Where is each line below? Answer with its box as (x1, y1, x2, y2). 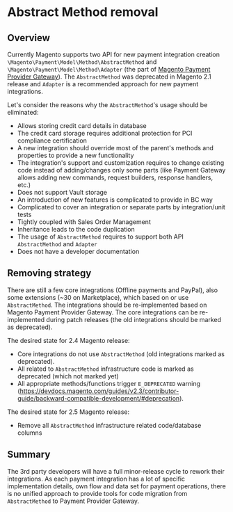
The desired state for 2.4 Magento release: (7, 336, 130, 344)
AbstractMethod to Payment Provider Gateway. (7, 497, 139, 505)
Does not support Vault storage (17, 189, 108, 196)
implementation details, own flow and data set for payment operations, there (7, 481, 226, 490)
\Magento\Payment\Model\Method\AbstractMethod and (7, 58, 157, 66)
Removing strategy (7, 267, 92, 279)
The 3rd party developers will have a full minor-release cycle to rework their (7, 467, 225, 475)
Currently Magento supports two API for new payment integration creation (7, 50, 220, 58)
